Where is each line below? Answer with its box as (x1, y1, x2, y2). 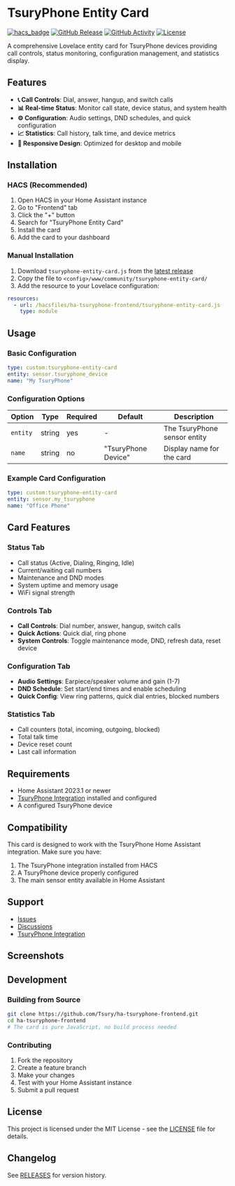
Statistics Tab (7, 710, 55, 720)
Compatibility (7, 822, 68, 834)
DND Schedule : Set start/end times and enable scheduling (17, 685, 187, 693)
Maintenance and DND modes (17, 573, 105, 582)
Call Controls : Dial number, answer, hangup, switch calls (17, 621, 181, 630)
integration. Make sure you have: (7, 848, 102, 856)
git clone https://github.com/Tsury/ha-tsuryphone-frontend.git (7, 1010, 199, 1017)
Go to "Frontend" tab (17, 203, 78, 212)
